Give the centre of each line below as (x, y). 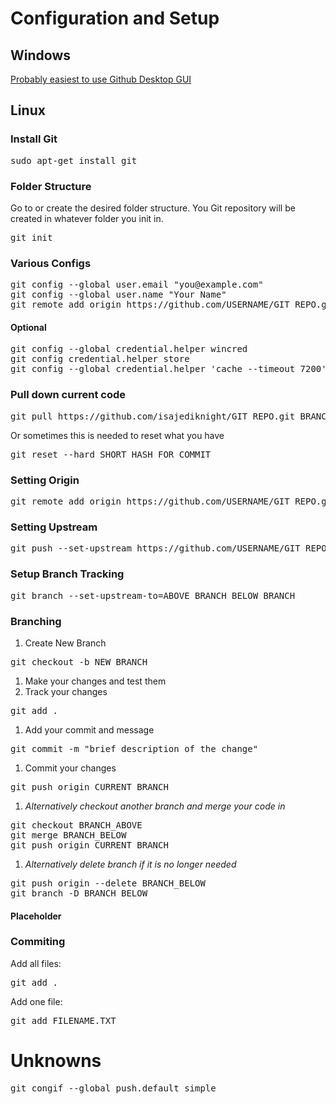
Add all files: (36, 963)
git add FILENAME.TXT (63, 1020)
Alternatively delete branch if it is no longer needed (130, 864)
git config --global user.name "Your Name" (118, 295)
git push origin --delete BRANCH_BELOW (108, 883)
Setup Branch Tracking (67, 574)
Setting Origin (45, 480)
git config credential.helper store (100, 359)
